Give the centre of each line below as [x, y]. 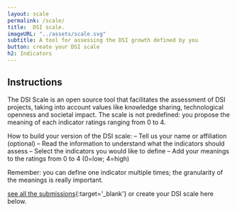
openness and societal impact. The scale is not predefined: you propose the [119, 114]
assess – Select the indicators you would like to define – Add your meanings [118, 151]
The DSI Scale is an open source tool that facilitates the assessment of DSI [116, 99]
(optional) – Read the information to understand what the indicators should [116, 144]
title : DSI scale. [36, 27]
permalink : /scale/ [36, 21]
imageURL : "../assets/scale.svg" [57, 34]
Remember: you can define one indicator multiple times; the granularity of [115, 172]
